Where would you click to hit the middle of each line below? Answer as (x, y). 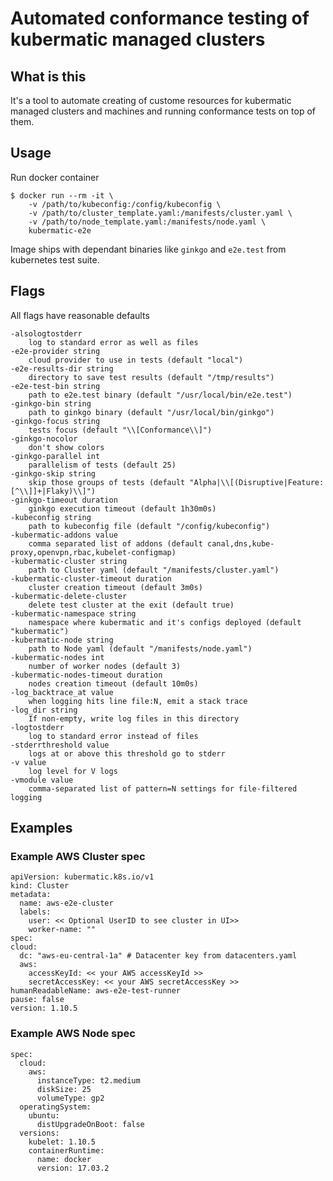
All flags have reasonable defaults (80, 315)
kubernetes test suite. (55, 259)
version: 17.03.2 (73, 1168)
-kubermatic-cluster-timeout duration (91, 578)
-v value (28, 762)
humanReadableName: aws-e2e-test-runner (96, 991)
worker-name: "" (62, 930)
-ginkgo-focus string (55, 421)
